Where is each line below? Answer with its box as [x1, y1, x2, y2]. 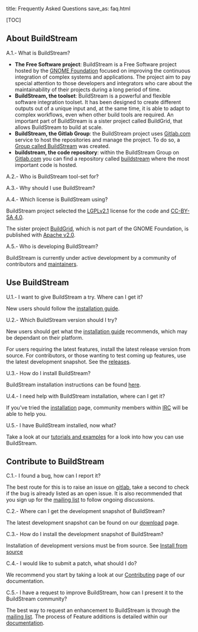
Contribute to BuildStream [6, 457, 105, 467]
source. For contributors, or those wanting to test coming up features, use [6, 352, 186, 359]
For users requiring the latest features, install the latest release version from [6, 346, 191, 353]
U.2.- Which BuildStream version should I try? [6, 316, 117, 323]
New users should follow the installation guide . [6, 305, 120, 312]
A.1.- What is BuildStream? [6, 49, 70, 56]
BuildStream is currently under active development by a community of [6, 254, 177, 261]
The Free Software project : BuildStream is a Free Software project [14, 60, 177, 67]
